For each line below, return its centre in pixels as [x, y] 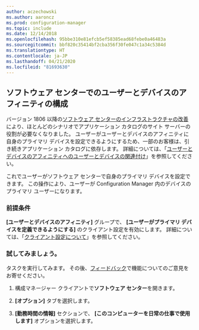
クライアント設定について [55, 237]
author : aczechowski [32, 12]
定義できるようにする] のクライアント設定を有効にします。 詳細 [99, 230]
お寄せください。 [27, 275]
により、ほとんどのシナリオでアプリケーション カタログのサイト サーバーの [99, 127]
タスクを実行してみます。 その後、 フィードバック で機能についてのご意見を [97, 268]
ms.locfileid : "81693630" [38, 67]
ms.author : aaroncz [30, 17]
